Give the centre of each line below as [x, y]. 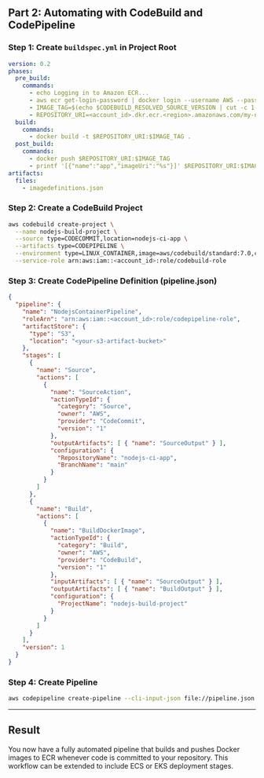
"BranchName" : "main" [93, 465]
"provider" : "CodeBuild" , [100, 560]
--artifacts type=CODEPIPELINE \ [70, 247]
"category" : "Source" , [95, 407]
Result [24, 731]
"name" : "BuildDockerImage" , [98, 531]
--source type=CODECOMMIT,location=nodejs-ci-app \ [102, 239]
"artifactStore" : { [54, 326]
